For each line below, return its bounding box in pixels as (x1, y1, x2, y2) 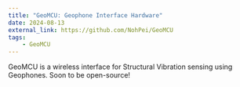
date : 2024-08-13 (8, 19, 65, 27)
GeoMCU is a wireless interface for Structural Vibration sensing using (8, 62, 233, 71)
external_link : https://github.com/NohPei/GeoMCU (8, 26, 174, 34)
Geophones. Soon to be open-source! (8, 71, 131, 80)
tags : (8, 33, 26, 42)
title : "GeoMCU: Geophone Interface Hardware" (8, 11, 163, 20)
